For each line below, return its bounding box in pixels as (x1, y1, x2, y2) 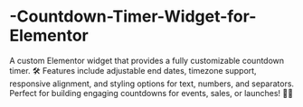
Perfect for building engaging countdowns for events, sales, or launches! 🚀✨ (9, 87, 294, 98)
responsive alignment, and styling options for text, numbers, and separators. (9, 78, 295, 89)
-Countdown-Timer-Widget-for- (9, 6, 257, 27)
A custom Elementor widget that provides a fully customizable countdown (9, 55, 285, 66)
